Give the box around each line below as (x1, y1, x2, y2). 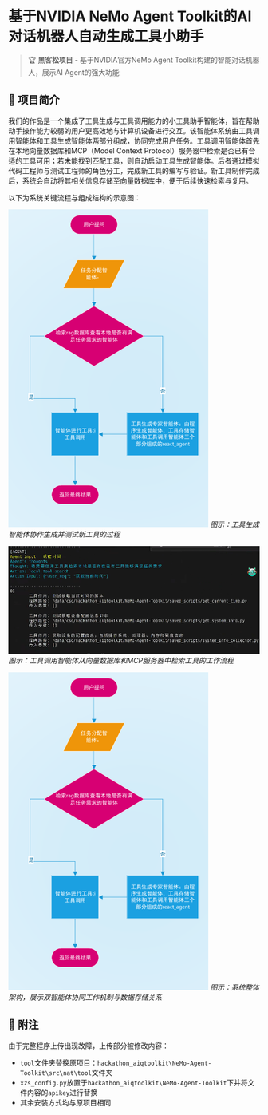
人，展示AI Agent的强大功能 (27, 67, 120, 77)
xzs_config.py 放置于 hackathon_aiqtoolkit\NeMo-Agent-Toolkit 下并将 (19, 1077, 249, 1087)
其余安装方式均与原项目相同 (19, 1097, 112, 1107)
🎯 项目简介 (8, 93, 60, 107)
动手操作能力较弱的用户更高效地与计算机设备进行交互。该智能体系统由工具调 (8, 125, 260, 136)
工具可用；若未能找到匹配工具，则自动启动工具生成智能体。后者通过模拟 (22, 156, 260, 165)
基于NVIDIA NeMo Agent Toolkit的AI (8, 7, 252, 26)
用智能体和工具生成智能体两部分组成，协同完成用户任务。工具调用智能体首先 (8, 136, 260, 145)
